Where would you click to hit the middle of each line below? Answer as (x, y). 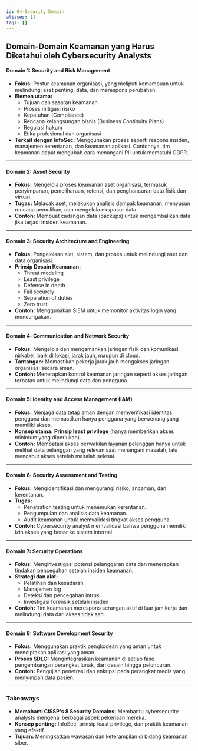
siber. (21, 742)
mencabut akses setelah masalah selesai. (65, 456)
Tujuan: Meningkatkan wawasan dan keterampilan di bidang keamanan (101, 736)
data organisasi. (34, 260)
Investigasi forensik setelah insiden (66, 602)
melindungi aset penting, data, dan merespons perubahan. (86, 90)
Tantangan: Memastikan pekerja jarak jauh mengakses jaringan (92, 361)
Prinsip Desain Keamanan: (48, 267)
